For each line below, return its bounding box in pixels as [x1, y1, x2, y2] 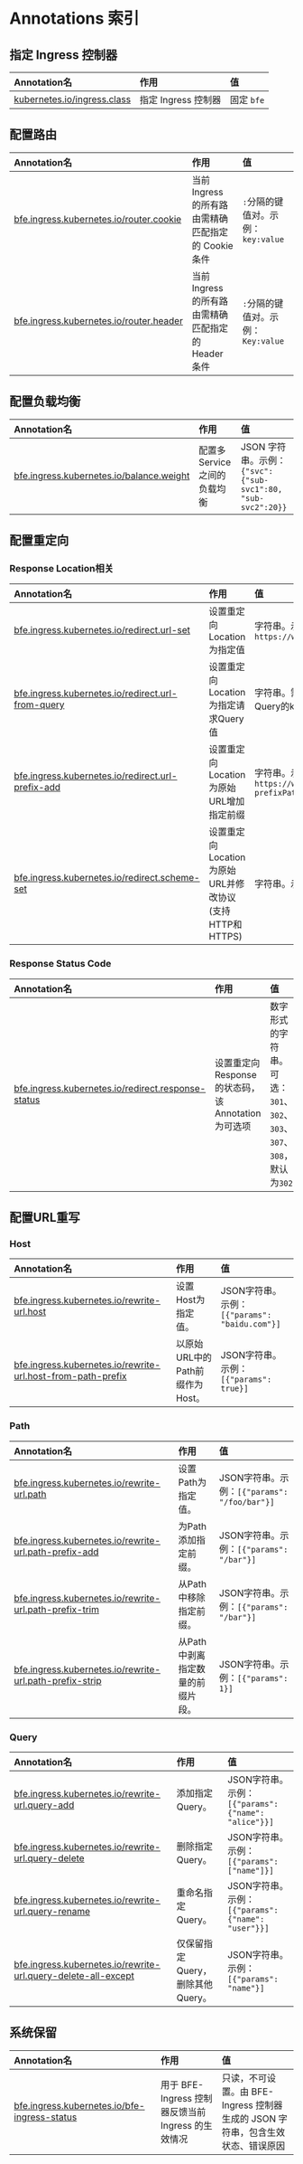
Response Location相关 [9, 562, 115, 574]
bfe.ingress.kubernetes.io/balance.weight [14, 469, 190, 482]
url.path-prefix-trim [14, 1602, 100, 1615]
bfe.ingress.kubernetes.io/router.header [14, 314, 183, 326]
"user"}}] [227, 1923, 270, 1933]
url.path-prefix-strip [14, 1674, 102, 1687]
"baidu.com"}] [220, 1319, 281, 1329]
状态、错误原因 [221, 2140, 286, 2152]
